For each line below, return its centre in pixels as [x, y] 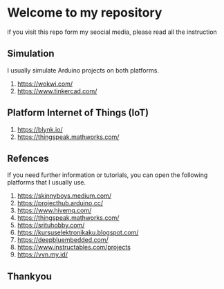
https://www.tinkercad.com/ [57, 91]
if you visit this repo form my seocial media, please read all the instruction [112, 32]
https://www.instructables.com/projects [74, 248]
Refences [28, 158]
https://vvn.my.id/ [42, 254]
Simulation [31, 54]
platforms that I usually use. [47, 183]
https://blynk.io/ [40, 129]
